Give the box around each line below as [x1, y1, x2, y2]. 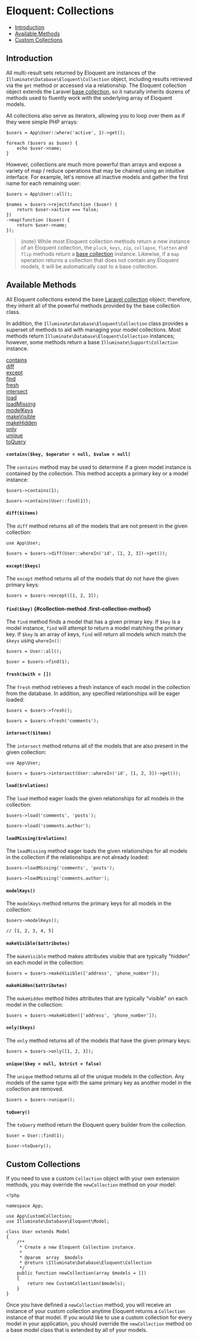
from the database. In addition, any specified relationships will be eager [6, 690, 180, 697]
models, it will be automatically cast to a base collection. [20, 263, 158, 270]
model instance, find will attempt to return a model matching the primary [6, 625, 184, 632]
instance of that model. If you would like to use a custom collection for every [6, 1314, 192, 1321]
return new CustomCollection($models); [27, 1280, 126, 1287]
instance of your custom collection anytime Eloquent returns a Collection [6, 1308, 186, 1315]
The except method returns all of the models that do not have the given [6, 575, 179, 582]
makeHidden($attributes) [6, 983, 67, 989]
